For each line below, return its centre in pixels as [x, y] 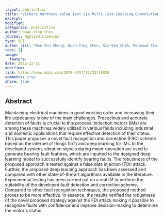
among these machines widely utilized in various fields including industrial [79, 128]
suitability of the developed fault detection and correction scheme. [72, 185]
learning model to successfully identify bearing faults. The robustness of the [81, 159]
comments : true [20, 77]
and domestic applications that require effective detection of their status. [78, 133]
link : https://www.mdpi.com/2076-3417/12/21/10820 [57, 73]
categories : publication [30, 28]
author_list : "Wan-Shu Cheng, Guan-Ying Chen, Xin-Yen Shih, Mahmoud [77, 46]
